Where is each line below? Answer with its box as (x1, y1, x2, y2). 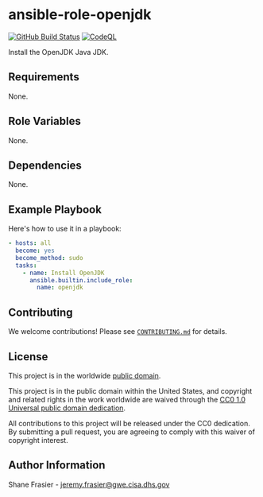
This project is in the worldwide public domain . (8, 371, 161, 380)
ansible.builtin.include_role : (29, 276, 133, 284)
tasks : (15, 261, 37, 270)
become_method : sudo (15, 254, 83, 262)
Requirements (8, 70, 79, 84)
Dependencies (8, 158, 82, 172)
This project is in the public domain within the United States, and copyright (8, 386, 253, 395)
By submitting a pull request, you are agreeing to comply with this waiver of (8, 427, 256, 437)
